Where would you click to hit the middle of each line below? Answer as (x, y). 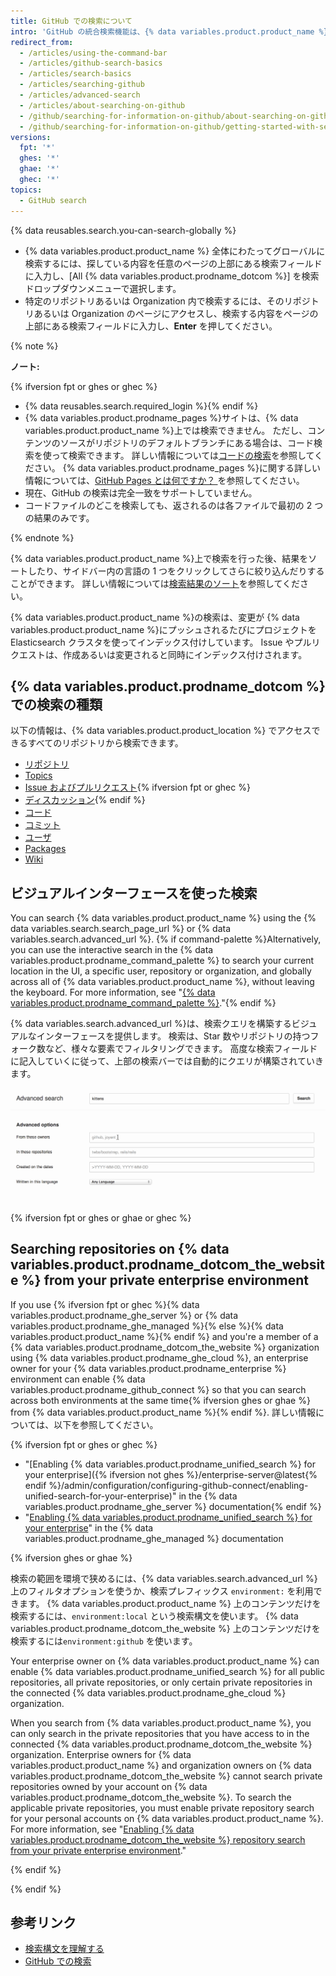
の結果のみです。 (59, 517)
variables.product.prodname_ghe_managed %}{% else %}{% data (147, 1326)
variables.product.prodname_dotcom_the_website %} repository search (158, 1839)
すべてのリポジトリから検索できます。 (105, 743)
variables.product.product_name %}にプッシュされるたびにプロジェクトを (163, 629)
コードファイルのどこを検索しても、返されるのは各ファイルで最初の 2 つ (174, 505)
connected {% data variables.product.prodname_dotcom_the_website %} (161, 1744)
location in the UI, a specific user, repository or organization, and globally (161, 971)
